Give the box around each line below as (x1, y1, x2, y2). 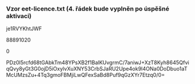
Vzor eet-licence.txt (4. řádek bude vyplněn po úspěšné (6, 5, 169, 13)
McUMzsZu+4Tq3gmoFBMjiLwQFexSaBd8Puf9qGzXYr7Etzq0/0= (6, 72, 166, 79)
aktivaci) (6, 12, 32, 20)
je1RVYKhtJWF (6, 25, 42, 32)
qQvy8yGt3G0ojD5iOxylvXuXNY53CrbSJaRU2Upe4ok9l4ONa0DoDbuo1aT (6, 65, 188, 72)
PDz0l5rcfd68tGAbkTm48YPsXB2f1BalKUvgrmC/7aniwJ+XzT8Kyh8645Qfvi (6, 59, 190, 66)
